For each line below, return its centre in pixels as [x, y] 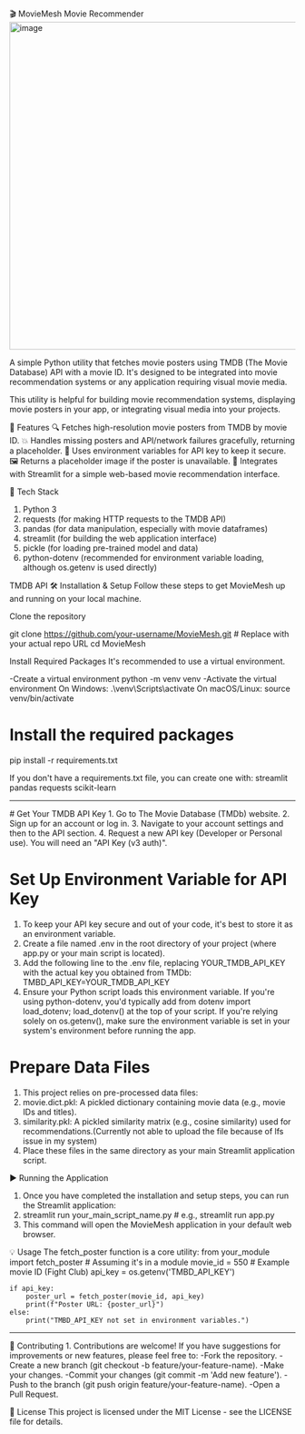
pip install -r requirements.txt [64, 760]
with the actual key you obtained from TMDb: [107, 972]
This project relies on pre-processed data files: [110, 1093]
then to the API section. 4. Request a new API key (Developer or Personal [146, 833]
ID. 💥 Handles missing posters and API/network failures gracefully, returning [152, 440]
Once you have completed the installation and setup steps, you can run [156, 1195]
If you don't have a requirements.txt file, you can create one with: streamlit [149, 778]
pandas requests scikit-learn [63, 788]
